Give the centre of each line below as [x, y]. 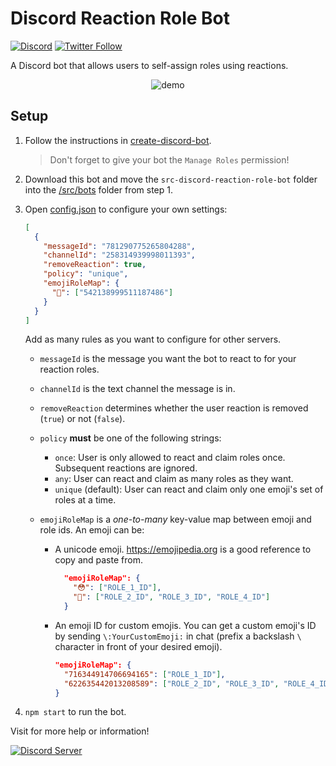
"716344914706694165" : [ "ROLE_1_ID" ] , [144, 674]
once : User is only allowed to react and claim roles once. [170, 458]
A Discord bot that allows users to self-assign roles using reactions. [149, 65]
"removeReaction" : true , [95, 265]
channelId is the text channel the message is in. [137, 389]
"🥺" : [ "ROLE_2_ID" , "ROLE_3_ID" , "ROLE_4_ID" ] [172, 597]
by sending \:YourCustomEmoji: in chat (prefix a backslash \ [178, 636]
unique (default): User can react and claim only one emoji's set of [189, 489]
